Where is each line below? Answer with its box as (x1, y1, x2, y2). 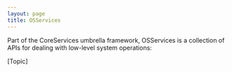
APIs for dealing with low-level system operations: (7, 43, 152, 52)
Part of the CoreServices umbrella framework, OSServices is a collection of (7, 36, 225, 44)
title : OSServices (7, 17, 61, 24)
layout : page (7, 10, 46, 17)
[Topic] (7, 57, 28, 65)
